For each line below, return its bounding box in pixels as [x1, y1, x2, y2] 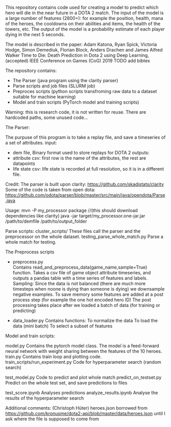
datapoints [12, 160, 36, 167]
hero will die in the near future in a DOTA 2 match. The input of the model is [5, 10, 164, 16]
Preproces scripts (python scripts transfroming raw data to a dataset [12, 88, 157, 94]
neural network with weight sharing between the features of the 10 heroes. [5, 348, 162, 354]
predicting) [12, 307, 36, 314]
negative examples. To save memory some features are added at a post [12, 291, 164, 297]
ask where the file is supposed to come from [5, 416, 100, 422]
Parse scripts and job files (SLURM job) [12, 83, 95, 89]
